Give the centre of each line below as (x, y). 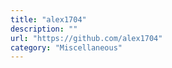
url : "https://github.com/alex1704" (86, 38)
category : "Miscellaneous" (66, 47)
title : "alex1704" (48, 19)
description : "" (44, 29)
